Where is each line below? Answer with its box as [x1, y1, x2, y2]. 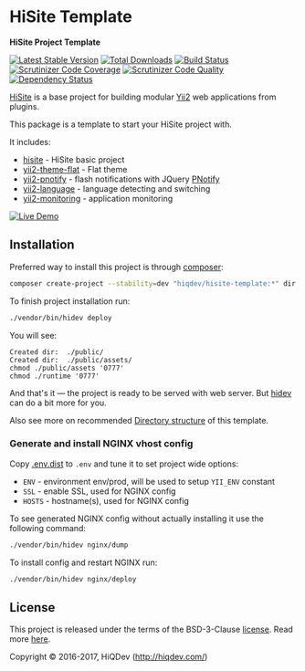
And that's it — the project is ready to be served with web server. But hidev [9, 387, 292, 398]
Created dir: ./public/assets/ [9, 355, 132, 364]
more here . [9, 634, 51, 645]
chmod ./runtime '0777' [9, 372, 100, 381]
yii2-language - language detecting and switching [22, 183, 211, 194]
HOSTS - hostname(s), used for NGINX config [22, 495, 190, 506]
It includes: [9, 136, 51, 147]
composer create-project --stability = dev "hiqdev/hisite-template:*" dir [9, 278, 297, 288]
